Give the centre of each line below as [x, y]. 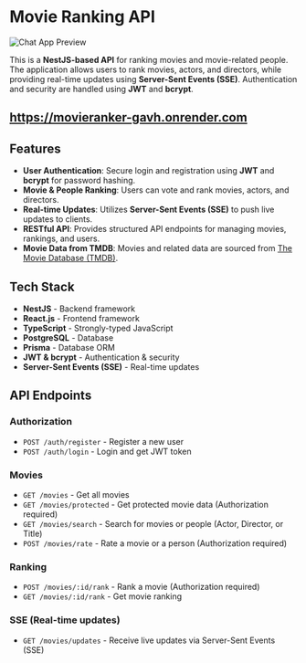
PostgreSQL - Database [68, 337]
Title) [32, 533]
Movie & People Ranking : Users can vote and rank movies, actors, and [156, 190]
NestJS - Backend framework [79, 309]
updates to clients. [58, 219]
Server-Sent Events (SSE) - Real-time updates [111, 366]
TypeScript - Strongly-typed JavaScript [98, 328]
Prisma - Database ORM [69, 347]
